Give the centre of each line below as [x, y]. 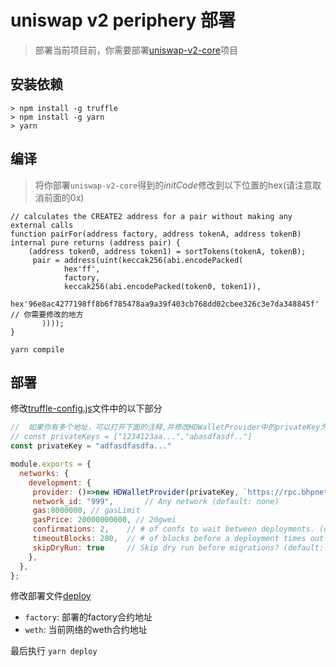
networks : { [44, 473]
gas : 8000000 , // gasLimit [86, 511]
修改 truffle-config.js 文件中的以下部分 [86, 408]
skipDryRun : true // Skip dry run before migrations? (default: [178, 547]
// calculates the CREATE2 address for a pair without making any [151, 216]
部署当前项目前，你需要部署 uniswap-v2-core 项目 [136, 50]
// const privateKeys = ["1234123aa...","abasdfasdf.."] [131, 437]
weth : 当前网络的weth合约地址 [86, 630]
